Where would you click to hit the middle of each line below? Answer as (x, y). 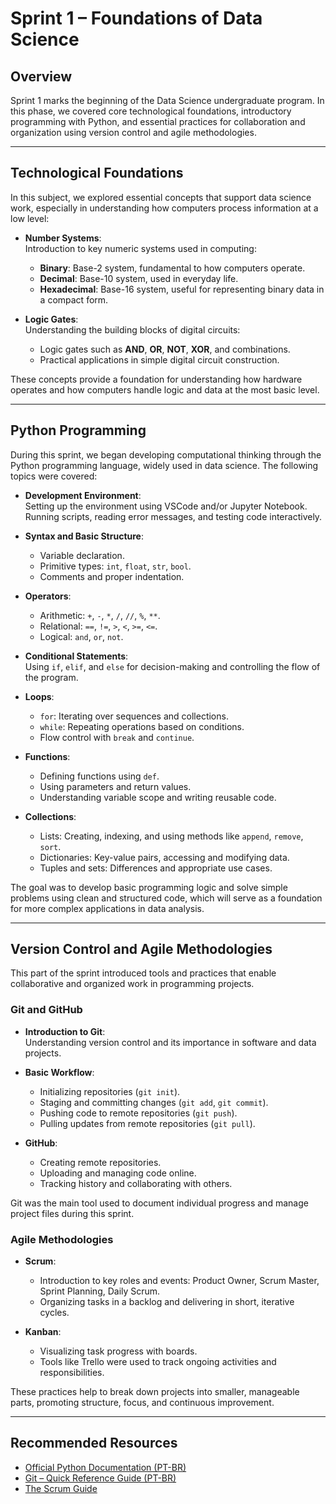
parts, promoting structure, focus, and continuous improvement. (142, 1403)
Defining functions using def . (99, 776)
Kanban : (43, 1332)
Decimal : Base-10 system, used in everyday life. (139, 278)
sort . (50, 846)
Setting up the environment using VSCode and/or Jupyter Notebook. (166, 506)
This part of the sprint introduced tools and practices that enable (143, 973)
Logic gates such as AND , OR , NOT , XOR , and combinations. (165, 349)
